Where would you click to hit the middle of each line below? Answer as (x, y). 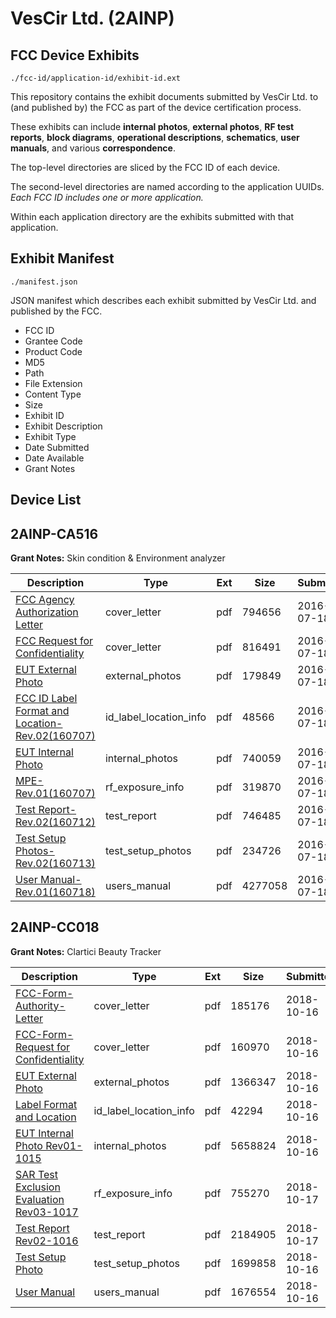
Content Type (53, 394)
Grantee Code (53, 341)
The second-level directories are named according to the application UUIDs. (167, 186)
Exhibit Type (50, 436)
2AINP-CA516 (54, 533)
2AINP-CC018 (55, 927)
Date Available (54, 458)
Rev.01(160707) (55, 794)
